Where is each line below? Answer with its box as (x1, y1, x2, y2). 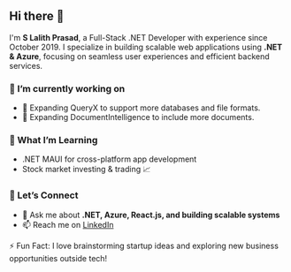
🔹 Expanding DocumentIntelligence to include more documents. (21, 112, 255, 123)
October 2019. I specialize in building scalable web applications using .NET (9, 42, 283, 52)
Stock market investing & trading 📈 (21, 164, 151, 175)
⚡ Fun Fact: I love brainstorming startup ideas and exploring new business (9, 240, 279, 251)
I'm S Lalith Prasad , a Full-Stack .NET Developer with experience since (9, 32, 268, 42)
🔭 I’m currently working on (9, 82, 126, 94)
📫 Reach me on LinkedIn (21, 219, 114, 230)
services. (9, 60, 42, 71)
